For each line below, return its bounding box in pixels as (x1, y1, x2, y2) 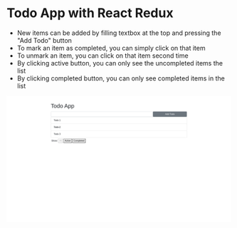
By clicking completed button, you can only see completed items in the (16, 73, 225, 83)
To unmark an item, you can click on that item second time (16, 51, 189, 60)
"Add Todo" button (16, 36, 73, 44)
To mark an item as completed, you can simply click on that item (16, 43, 206, 52)
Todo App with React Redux (6, 5, 174, 21)
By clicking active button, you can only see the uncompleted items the (16, 58, 223, 67)
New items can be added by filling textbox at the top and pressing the (16, 28, 221, 37)
